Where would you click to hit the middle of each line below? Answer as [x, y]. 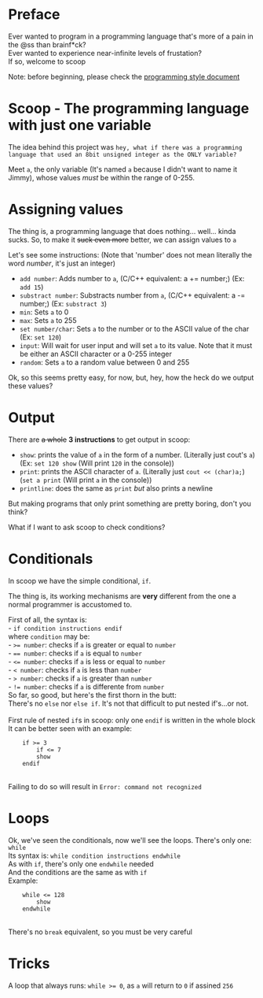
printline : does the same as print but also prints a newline [116, 488]
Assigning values [66, 210]
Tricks [29, 963]
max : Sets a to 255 [48, 320]
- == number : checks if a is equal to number [75, 653]
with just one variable [80, 126]
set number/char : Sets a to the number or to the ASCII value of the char [134, 328]
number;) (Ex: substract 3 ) [63, 303]
